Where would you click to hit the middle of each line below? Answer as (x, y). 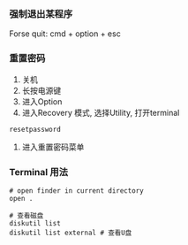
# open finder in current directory (76, 191)
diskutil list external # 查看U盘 (71, 233)
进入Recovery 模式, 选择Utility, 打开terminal (101, 112)
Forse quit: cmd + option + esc (65, 34)
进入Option (42, 101)
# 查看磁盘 (26, 215)
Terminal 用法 (39, 172)
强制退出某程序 (41, 13)
